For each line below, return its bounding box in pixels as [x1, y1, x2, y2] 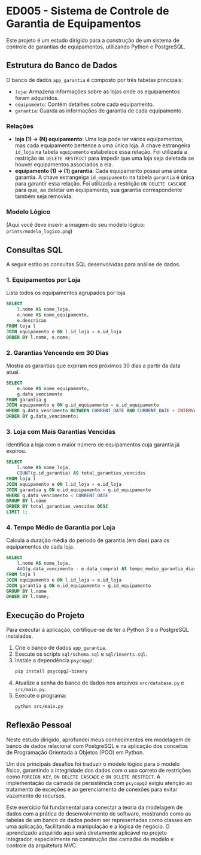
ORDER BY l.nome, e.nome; [6, 334, 71, 340]
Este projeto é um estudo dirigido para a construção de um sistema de [6, 36, 179, 44]
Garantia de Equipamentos [6, 17, 142, 31]
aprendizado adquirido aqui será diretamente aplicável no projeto [6, 829, 167, 836]
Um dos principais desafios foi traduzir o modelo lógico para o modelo [6, 760, 180, 767]
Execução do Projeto [6, 610, 85, 620]
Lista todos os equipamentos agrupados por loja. [6, 289, 127, 297]
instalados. [6, 632, 33, 640]
